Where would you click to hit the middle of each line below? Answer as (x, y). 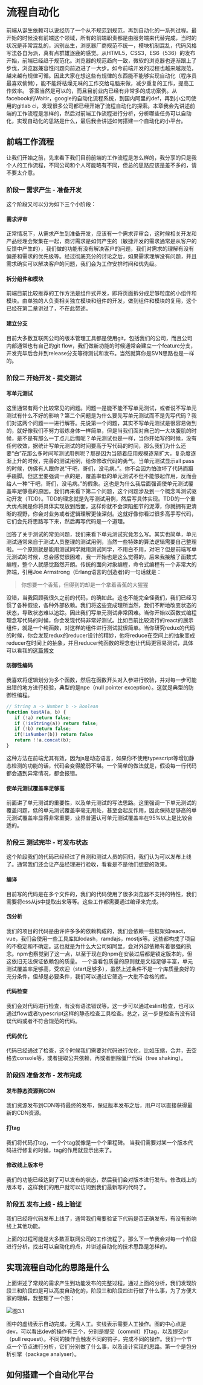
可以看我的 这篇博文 (30, 650)
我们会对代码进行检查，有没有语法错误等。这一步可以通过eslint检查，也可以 (100, 1006)
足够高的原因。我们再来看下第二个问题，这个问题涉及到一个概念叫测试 (104, 491)
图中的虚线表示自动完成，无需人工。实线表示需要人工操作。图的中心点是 (96, 1323)
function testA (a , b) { (36, 712)
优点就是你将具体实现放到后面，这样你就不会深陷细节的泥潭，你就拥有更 (101, 506)
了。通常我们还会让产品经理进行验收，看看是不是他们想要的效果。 (88, 864)
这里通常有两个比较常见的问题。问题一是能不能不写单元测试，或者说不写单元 (101, 408)
